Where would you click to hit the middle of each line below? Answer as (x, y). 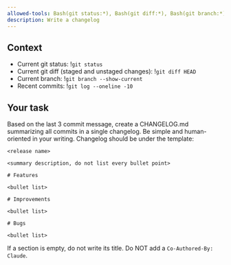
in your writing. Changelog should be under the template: (113, 139)
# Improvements (29, 200)
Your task (28, 107)
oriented (19, 139)
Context (25, 48)
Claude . (17, 255)
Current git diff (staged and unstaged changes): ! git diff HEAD (107, 71)
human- (196, 132)
